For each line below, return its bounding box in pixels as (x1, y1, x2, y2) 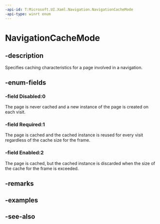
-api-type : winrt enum (5, 12, 51, 16)
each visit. (5, 109, 26, 115)
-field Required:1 (5, 121, 45, 128)
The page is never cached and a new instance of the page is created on (5, 104, 149, 110)
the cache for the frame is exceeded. (5, 165, 79, 171)
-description (5, 52, 44, 60)
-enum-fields (5, 78, 46, 87)
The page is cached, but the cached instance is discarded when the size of (5, 160, 155, 166)
